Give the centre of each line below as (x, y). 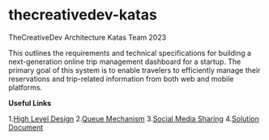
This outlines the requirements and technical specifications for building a (130, 53)
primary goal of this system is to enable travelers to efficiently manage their (134, 70)
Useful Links (30, 103)
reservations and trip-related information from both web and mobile (121, 78)
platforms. (26, 87)
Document (26, 127)
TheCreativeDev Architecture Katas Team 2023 (88, 37)
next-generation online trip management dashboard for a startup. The (125, 62)
